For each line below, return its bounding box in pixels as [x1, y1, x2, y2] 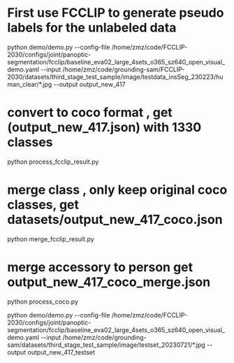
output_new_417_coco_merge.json [7, 274, 211, 290]
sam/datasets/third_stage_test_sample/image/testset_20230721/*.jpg [7, 341, 206, 349]
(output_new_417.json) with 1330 [7, 120, 202, 136]
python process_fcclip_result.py [7, 157, 99, 166]
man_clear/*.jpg [7, 80, 52, 88]
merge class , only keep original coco [7, 182, 228, 198]
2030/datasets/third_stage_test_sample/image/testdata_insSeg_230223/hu [7, 72, 224, 81]
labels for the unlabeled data [7, 20, 177, 36]
